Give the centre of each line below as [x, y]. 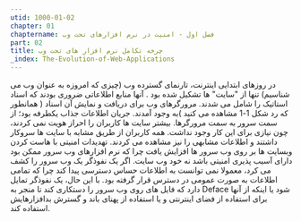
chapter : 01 [32, 26]
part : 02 [26, 42]
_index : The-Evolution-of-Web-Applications [93, 59]
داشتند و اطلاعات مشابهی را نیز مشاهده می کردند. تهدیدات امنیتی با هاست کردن [144, 141]
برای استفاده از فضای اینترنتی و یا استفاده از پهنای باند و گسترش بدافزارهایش [139, 199]
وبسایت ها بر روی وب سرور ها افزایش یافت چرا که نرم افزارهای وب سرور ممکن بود [151, 151]
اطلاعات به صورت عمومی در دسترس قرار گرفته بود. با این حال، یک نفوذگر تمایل [144, 179]
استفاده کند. [30, 208]
